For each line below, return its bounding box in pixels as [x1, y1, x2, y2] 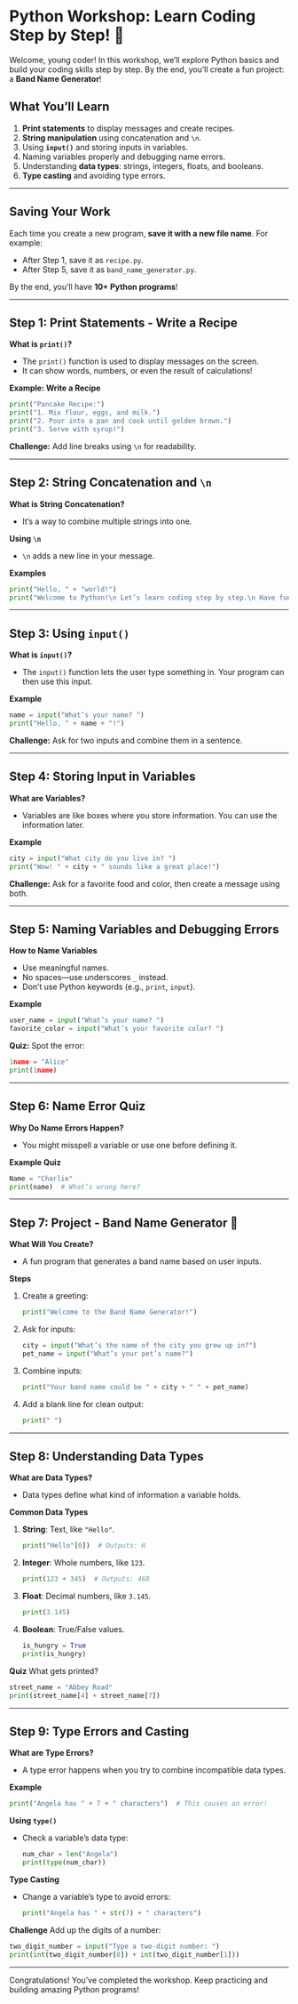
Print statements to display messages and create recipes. [21, 123, 235, 133]
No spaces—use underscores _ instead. [21, 972, 169, 983]
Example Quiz [9, 1156, 62, 1167]
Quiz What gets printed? [9, 1665, 99, 1676]
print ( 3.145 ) [21, 1608, 71, 1617]
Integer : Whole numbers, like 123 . [21, 1557, 145, 1568]
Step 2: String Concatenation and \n [9, 475, 213, 490]
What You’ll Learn [9, 100, 110, 115]
